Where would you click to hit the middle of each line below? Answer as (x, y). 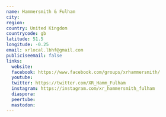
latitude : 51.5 (25, 39)
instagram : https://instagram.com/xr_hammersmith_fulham (83, 89)
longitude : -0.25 (28, 45)
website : (22, 66)
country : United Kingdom (37, 28)
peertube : (23, 99)
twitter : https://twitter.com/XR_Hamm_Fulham (69, 83)
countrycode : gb (26, 34)
